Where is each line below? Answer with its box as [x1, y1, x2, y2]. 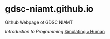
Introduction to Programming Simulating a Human [5, 28, 105, 34]
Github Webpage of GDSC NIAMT [5, 19, 73, 25]
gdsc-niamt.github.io [5, 3, 94, 14]
